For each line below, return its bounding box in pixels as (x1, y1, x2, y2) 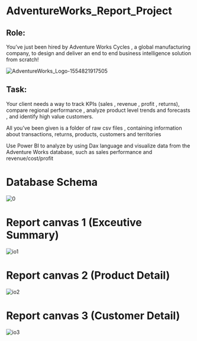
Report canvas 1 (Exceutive (6, 215, 142, 229)
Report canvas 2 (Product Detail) (6, 268, 170, 282)
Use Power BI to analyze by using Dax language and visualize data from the (6, 142, 190, 149)
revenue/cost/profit (6, 155, 54, 162)
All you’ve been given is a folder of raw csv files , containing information (6, 124, 182, 131)
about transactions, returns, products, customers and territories (6, 130, 162, 137)
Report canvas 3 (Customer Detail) (6, 309, 180, 322)
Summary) (6, 228, 59, 242)
